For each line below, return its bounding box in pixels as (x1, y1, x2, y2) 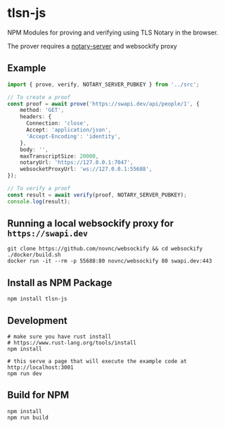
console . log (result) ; (7, 198, 71, 205)
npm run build (7, 414, 49, 421)
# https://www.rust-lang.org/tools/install (7, 339, 137, 346)
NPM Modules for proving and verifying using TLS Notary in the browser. (7, 28, 219, 37)
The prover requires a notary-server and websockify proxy (7, 42, 177, 50)
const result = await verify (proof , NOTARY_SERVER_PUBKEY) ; (7, 191, 188, 199)
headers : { (20, 113, 52, 120)
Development (7, 315, 68, 327)
